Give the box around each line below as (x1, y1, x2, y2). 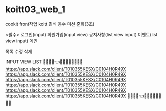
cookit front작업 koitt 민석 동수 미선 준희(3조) (5, 21, 95, 27)
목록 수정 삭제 (5, 48, 33, 54)
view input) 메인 (5, 38, 38, 44)
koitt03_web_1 (5, 4, 65, 15)
